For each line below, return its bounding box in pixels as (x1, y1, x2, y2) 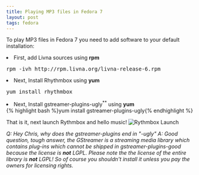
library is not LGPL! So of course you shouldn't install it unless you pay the (6, 156, 190, 163)
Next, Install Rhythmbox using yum (14, 77, 100, 84)
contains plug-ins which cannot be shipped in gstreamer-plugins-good (6, 143, 181, 150)
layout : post (6, 14, 39, 20)
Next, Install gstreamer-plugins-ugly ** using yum (14, 100, 134, 108)
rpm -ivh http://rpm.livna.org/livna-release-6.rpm (6, 66, 161, 72)
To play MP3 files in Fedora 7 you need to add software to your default (6, 36, 180, 44)
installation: (6, 42, 35, 50)
